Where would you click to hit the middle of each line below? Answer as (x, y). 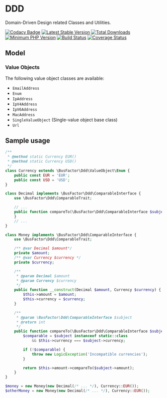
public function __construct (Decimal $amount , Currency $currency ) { (88, 290)
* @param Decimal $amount (43, 276)
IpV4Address (25, 104)
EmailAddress (26, 88)
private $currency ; (34, 262)
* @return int (31, 322)
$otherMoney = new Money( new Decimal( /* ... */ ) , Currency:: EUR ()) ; (78, 391)
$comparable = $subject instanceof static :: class (75, 336)
